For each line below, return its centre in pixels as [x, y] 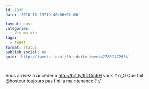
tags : [11, 38]
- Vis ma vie [24, 33]
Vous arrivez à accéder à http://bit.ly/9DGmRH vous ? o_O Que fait [74, 75]
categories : [18, 28]
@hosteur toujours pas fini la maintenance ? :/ [53, 81]
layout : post [19, 24]
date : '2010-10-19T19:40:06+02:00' [43, 15]
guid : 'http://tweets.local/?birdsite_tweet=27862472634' [68, 57]
